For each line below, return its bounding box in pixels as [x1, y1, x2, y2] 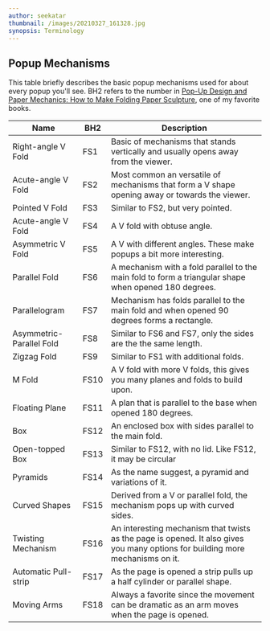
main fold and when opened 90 [111, 305, 229, 316]
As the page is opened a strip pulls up [111, 566, 254, 577]
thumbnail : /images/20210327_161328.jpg [8, 19, 146, 27]
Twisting [12, 533, 45, 544]
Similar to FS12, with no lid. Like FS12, [111, 444, 256, 455]
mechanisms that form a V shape [111, 179, 235, 191]
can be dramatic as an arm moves [111, 600, 239, 611]
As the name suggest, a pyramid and [111, 467, 249, 478]
